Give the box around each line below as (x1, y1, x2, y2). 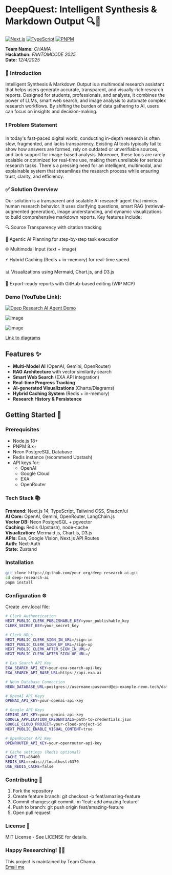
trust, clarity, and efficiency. (5, 173, 64, 179)
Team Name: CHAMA (5, 46, 51, 52)
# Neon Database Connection (5, 679, 66, 684)
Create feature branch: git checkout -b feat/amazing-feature (12, 793, 141, 800)
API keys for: (12, 460, 40, 466)
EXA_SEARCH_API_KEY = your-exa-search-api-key (5, 665, 102, 671)
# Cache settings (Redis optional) (5, 749, 81, 755)
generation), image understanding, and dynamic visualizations (30, 209, 162, 215)
